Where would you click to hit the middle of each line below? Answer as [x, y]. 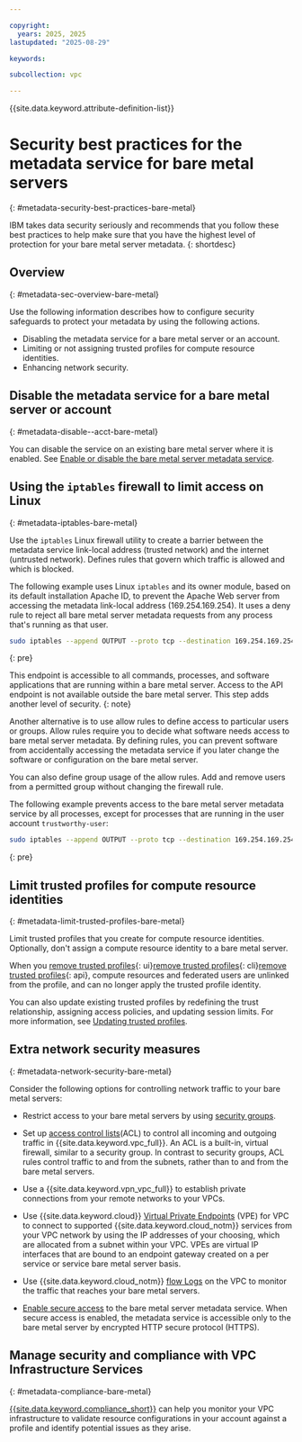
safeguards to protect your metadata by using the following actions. [135, 321]
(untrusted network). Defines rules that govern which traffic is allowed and [147, 559]
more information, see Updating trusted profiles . [98, 1022]
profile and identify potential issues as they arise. [100, 1428]
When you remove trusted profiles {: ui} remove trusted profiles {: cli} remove [148, 966]
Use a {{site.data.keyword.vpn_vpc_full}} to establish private [134, 1188]
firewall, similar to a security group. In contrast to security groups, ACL [153, 1152]
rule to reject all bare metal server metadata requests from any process [141, 615]
